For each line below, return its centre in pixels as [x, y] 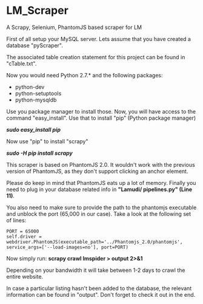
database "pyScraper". [35, 45]
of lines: [16, 220]
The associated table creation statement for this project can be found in [96, 57]
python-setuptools [38, 93]
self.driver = [24, 236]
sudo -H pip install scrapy [39, 153]
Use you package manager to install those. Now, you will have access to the [101, 111]
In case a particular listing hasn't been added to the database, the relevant [99, 288]
